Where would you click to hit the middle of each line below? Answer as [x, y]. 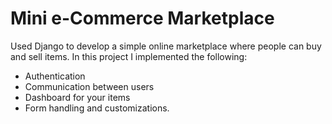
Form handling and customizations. [97, 108]
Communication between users [89, 86]
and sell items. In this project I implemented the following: [129, 56]
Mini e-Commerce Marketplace [142, 18]
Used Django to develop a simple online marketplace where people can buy [166, 46]
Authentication [55, 76]
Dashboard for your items [77, 97]
